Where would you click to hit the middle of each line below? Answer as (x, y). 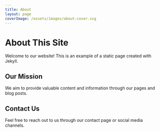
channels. (15, 125)
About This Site (37, 42)
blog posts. (16, 93)
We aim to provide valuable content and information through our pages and (80, 88)
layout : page (18, 14)
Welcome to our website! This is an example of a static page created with (78, 56)
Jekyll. (12, 61)
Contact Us (22, 108)
